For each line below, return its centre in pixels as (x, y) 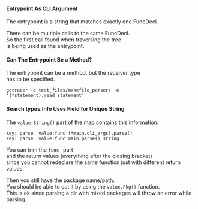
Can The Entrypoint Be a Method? (49, 59)
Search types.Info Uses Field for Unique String (65, 109)
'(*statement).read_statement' (45, 96)
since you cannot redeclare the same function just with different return (94, 162)
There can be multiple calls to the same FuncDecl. (68, 34)
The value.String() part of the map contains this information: (82, 122)
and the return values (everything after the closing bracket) (79, 156)
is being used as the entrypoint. (45, 46)
